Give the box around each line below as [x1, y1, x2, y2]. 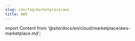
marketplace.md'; [5, 30, 41, 36]
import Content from [5, 25, 47, 31]
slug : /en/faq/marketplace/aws [5, 7, 70, 12]
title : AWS [5, 12, 28, 17]
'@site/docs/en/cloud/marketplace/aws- [47, 25, 131, 31]
